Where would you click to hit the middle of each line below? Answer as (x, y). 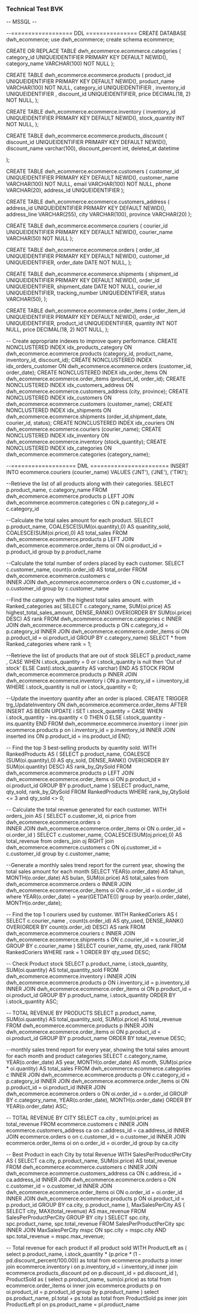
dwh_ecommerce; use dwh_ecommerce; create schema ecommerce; (90, 40)
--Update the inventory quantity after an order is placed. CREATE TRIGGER (97, 699)
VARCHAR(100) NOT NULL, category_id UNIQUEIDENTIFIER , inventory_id (95, 88)
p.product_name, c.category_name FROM (57, 490)
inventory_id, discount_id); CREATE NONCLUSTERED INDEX (79, 360)
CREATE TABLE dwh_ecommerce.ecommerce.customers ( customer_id (92, 171)
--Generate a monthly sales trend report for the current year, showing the (95, 865)
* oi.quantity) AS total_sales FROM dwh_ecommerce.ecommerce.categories (98, 1069)
